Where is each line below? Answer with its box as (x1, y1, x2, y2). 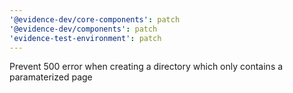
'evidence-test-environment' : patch (9, 33, 162, 43)
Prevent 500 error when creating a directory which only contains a (9, 61, 284, 73)
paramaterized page (9, 71, 93, 83)
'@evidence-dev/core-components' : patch (9, 14, 181, 25)
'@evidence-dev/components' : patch (9, 24, 158, 34)
